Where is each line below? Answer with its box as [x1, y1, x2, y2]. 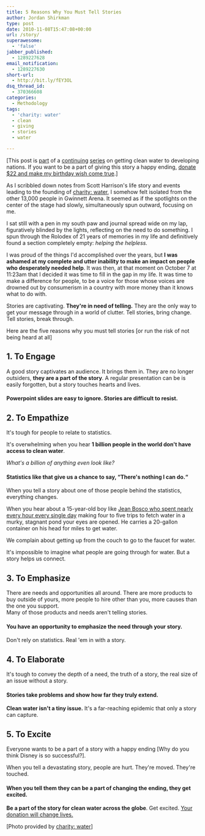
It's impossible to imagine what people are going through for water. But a [6, 549, 190, 556]
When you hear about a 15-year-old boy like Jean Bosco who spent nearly [6, 505, 193, 513]
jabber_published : [6, 49, 53, 55]
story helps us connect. [6, 555, 66, 562]
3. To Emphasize [6, 573, 70, 583]
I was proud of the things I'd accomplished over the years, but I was [6, 251, 178, 258]
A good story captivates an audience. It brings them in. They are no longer [6, 368, 194, 375]
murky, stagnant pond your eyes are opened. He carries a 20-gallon [6, 518, 178, 525]
